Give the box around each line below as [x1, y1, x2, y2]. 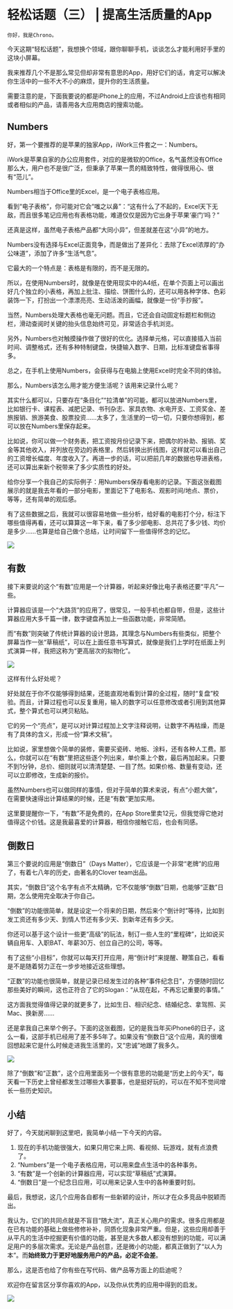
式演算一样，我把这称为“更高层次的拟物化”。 [7, 647, 135, 655]
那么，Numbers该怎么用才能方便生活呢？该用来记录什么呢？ [7, 381, 180, 389]
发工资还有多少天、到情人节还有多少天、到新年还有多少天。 [7, 916, 178, 924]
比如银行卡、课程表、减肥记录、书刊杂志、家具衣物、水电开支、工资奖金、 [7, 405, 220, 413]
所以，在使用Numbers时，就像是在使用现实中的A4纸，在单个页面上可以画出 [7, 278, 224, 286]
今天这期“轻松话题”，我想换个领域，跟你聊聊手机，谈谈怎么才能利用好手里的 [7, 44, 225, 53]
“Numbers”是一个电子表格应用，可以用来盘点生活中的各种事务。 [17, 1161, 201, 1169]
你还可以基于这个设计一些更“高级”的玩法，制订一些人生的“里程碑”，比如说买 [7, 930, 225, 938]
